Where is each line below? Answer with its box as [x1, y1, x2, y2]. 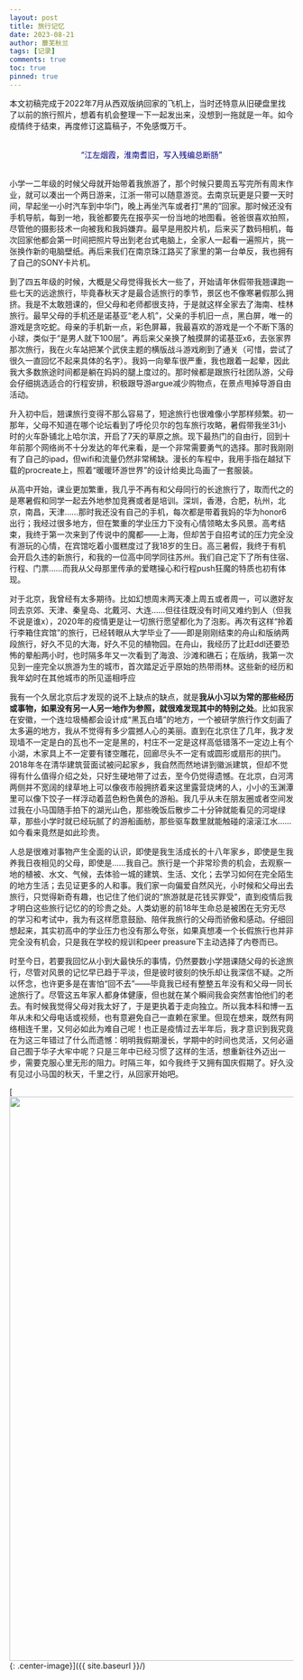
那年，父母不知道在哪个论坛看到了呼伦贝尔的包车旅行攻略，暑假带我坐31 [9, 419, 279, 430]
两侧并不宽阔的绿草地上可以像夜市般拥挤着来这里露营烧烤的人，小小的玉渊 [9, 782, 286, 793]
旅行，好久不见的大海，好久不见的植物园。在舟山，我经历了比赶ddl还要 [16, 638, 282, 649]
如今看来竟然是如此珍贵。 [9, 827, 105, 838]
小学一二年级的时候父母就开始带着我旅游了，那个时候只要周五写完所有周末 [9, 178, 286, 189]
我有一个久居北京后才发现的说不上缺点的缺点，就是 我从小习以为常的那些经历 [9, 691, 294, 702]
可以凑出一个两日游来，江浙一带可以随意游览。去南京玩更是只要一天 [32, 189, 286, 200]
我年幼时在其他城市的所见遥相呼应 [9, 672, 136, 682]
